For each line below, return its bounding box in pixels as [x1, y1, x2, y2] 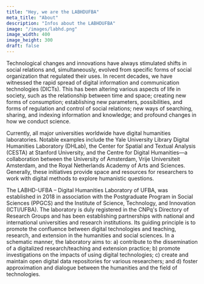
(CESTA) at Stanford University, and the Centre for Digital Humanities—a [6, 148, 188, 156]
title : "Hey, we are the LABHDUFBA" [6, 9, 99, 15]
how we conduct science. [6, 117, 71, 125]
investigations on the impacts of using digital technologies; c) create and [6, 251, 189, 258]
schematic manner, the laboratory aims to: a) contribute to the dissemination [6, 238, 198, 245]
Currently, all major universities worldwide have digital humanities [6, 129, 171, 137]
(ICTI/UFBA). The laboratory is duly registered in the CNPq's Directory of [6, 206, 189, 213]
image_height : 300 [6, 37, 53, 43]
